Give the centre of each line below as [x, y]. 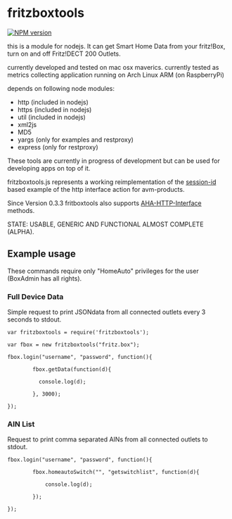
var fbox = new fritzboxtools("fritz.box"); [73, 345]
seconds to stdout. [34, 319]
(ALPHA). [21, 231]
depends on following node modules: [61, 88]
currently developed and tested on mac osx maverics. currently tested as [113, 67]
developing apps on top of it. [49, 168]
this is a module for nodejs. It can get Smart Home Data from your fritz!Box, [116, 46]
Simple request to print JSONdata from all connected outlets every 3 [107, 312]
